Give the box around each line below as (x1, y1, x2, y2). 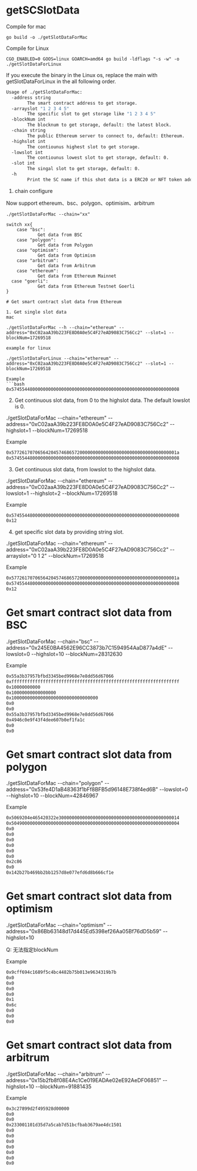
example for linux (6, 345, 51, 351)
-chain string (11, 128, 46, 134)
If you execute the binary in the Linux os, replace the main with (6, 71, 158, 78)
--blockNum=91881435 (35, 1083, 92, 1090)
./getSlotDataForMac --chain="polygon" (6, 780, 104, 787)
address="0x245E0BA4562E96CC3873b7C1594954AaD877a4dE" (6, 644, 167, 651)
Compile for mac (6, 23, 46, 30)
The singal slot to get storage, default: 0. (27, 166, 141, 172)
